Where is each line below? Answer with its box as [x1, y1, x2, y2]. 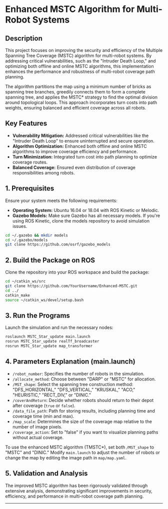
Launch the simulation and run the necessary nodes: [5, 324, 113, 330]
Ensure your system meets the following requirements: [5, 197, 117, 203]
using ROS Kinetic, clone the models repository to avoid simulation [12, 217, 150, 223]
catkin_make [5, 292, 30, 298]
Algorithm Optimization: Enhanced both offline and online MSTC [12, 143, 147, 149]
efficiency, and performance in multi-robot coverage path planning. [5, 493, 144, 499]
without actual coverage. [12, 434, 64, 440]
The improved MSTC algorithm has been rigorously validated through [5, 482, 148, 488]
